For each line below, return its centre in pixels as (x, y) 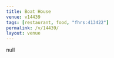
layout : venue (24, 33)
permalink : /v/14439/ (33, 28)
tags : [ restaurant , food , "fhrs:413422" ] (58, 22)
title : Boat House (28, 11)
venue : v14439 (24, 17)
